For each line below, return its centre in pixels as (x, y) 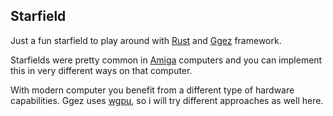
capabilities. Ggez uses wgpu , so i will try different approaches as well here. (167, 100)
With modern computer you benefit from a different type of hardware (152, 90)
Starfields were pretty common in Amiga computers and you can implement (166, 60)
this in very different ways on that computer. (101, 70)
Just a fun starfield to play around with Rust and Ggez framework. (146, 40)
